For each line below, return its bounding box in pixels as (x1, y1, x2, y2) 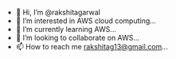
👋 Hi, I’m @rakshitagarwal (15, 8, 101, 17)
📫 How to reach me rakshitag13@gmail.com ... (15, 42, 169, 51)
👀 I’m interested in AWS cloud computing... (15, 16, 157, 26)
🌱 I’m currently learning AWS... (15, 25, 117, 33)
